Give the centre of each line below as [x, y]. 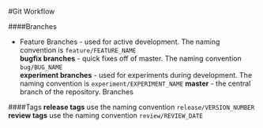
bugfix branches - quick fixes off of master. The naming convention [131, 59]
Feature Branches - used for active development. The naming [120, 42]
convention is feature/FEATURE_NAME [78, 50]
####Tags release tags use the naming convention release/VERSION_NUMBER [131, 107]
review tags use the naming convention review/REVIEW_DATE [106, 115]
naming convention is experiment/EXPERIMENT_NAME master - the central [135, 83]
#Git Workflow [32, 11]
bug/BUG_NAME [41, 68]
